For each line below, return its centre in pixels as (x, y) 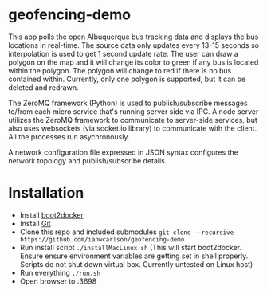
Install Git (35, 223)
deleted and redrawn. (43, 87)
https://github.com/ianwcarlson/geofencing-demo (102, 239)
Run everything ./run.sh (60, 272)
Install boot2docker (51, 215)
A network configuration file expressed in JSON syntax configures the (124, 152)
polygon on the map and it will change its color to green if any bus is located (133, 62)
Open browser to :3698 (58, 281)
